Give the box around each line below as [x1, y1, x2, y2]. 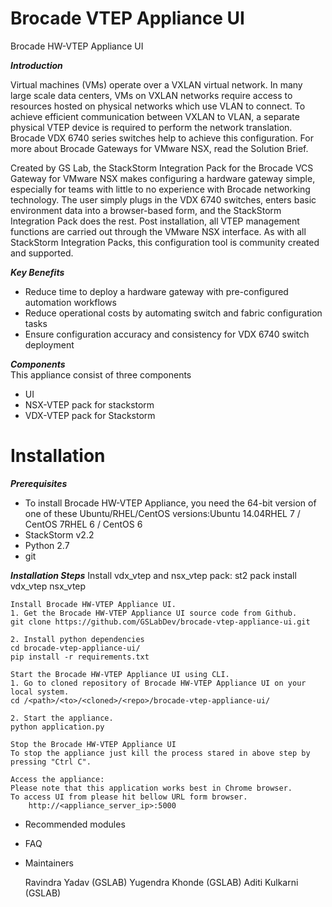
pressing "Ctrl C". [10, 757, 92, 767]
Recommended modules [24, 818, 126, 830]
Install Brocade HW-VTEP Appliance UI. [10, 599, 177, 609]
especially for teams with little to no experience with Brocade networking [10, 183, 311, 195]
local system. [10, 687, 70, 697]
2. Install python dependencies [10, 634, 145, 644]
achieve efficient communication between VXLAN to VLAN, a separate [10, 110, 300, 122]
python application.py [10, 722, 105, 732]
